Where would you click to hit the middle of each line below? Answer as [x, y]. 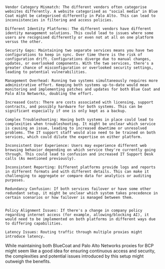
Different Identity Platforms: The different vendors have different [78, 29]
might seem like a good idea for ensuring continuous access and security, [80, 251]
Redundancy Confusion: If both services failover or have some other [78, 189]
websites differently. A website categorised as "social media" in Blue [82, 11]
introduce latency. [25, 236]
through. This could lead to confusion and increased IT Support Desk [79, 154]
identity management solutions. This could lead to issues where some [79, 33]
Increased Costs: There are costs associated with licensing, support [79, 102]
